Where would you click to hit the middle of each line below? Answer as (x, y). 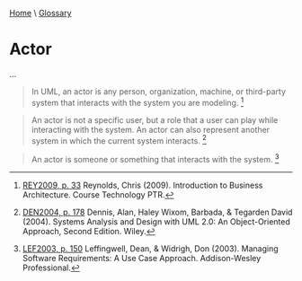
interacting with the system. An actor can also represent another (151, 129)
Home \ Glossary (40, 13)
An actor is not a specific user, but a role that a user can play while (155, 119)
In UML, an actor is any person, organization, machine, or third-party (158, 91)
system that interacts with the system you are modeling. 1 (138, 101)
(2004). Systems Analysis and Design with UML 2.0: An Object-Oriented (156, 221)
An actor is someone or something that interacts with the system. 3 (155, 158)
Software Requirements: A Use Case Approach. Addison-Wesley (142, 258)
